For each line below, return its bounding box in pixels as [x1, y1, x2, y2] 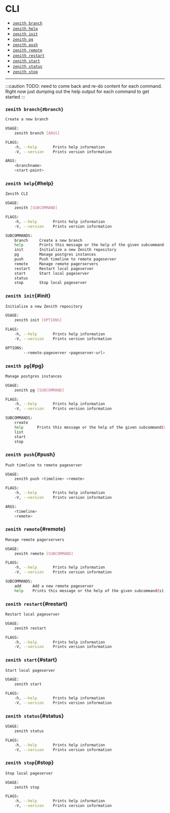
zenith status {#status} [5, 712, 64, 719]
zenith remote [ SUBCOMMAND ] [14, 551, 73, 556]
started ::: [5, 93, 25, 100]
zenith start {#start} [5, 656, 58, 663]
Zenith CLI [5, 191, 28, 197]
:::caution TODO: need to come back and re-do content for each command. [5, 83, 162, 89]
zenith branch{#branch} [5, 106, 64, 112]
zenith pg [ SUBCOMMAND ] [14, 387, 65, 393]
